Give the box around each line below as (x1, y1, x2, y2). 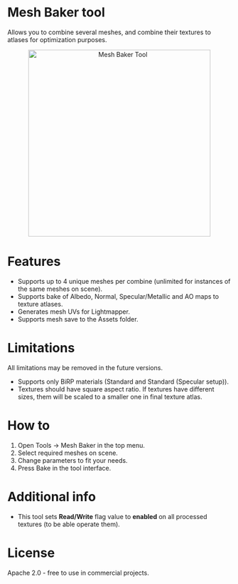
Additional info (7, 488, 96, 505)
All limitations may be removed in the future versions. (7, 363, 163, 372)
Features (7, 254, 61, 270)
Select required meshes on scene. (17, 449, 119, 457)
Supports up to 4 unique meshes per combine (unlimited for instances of (17, 277, 231, 285)
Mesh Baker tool (7, 4, 105, 21)
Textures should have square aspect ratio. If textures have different (17, 384, 215, 393)
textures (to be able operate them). (17, 520, 121, 528)
